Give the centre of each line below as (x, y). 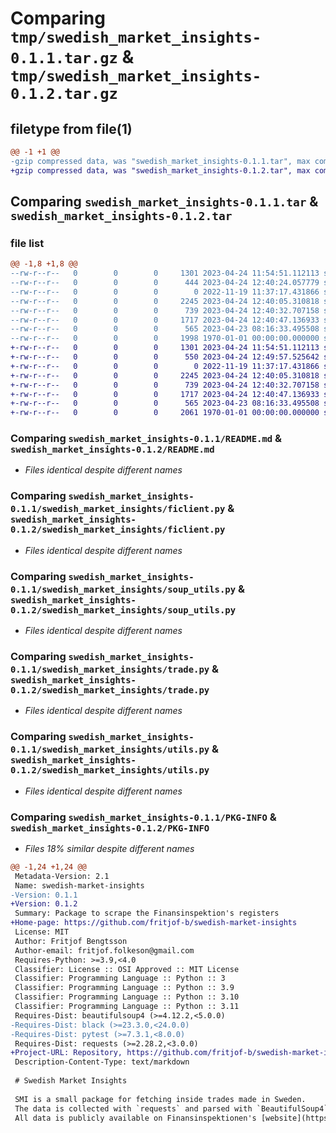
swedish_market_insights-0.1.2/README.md (112, 450)
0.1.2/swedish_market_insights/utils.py (110, 770)
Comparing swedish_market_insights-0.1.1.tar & (164, 202)
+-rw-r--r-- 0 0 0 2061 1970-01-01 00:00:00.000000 (165, 413)
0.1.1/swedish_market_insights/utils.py (110, 750)
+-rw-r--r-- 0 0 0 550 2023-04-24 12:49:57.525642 (165, 357)
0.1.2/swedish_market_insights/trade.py (110, 690)
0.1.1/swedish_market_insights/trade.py (110, 669)
